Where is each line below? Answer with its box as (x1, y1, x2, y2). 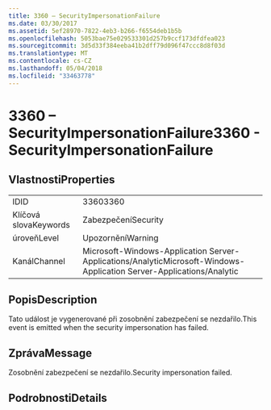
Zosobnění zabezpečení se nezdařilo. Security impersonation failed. (8, 368, 232, 378)
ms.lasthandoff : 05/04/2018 (8, 65, 103, 73)
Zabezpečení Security (82, 214, 164, 225)
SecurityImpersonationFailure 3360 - (8, 123, 261, 142)
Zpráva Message (8, 346, 93, 360)
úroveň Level (12, 232, 59, 243)
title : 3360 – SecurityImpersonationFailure (8, 11, 161, 20)
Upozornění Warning (82, 232, 159, 243)
